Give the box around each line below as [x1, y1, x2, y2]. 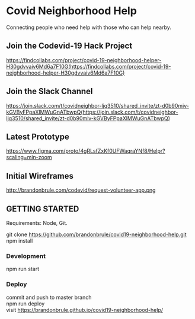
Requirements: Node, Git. [6, 220, 68, 226]
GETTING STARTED [6, 204, 79, 214]
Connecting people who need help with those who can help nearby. [6, 24, 172, 31]
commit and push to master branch [6, 294, 92, 301]
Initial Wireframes [6, 170, 74, 181]
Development [6, 252, 46, 260]
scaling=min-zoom [6, 154, 52, 161]
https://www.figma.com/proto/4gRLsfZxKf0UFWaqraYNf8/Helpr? [6, 147, 165, 154]
